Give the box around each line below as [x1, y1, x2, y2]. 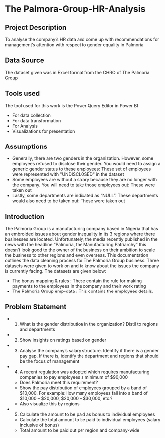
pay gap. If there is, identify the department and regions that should [19, 353, 159, 359]
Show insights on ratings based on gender [19, 337, 107, 343]
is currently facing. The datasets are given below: [5, 268, 107, 274]
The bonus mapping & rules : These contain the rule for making [12, 278, 142, 284]
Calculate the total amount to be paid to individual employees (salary [19, 417, 161, 423]
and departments [19, 326, 56, 332]
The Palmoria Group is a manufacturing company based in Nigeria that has [5, 226, 158, 232]
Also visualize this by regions [19, 401, 80, 407]
